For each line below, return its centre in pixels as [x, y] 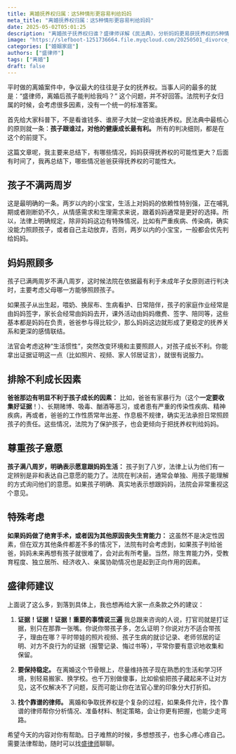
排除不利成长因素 [44, 379]
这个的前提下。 [29, 137]
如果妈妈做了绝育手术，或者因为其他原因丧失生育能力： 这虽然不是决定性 [113, 535]
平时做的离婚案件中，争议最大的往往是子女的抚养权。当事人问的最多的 [109, 87]
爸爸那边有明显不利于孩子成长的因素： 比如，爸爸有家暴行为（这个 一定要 [113, 397]
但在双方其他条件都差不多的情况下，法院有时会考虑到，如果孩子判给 [118, 544]
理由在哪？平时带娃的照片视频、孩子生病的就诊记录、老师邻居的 [122, 637]
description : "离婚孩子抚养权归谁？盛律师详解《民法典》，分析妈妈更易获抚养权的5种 [116, 33]
